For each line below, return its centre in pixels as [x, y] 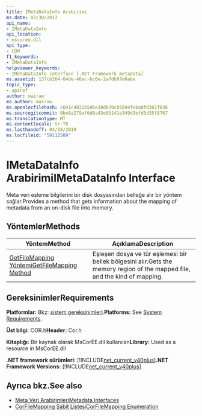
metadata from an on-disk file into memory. [60, 207]
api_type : [19, 46]
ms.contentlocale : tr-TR [37, 124]
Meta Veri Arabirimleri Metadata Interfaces [67, 400]
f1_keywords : [23, 57]
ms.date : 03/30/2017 [32, 18]
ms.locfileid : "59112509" [38, 136]
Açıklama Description [143, 243]
